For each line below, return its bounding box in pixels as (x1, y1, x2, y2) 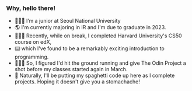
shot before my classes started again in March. (14, 66, 128, 73)
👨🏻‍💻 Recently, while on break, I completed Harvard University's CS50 (14, 32, 182, 39)
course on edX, (14, 38, 52, 45)
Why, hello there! (6, 4, 56, 12)
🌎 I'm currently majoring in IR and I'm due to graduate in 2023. (14, 24, 166, 31)
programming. (14, 54, 49, 61)
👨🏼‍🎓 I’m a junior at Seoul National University (14, 17, 121, 24)
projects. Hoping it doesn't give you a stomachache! (14, 78, 140, 85)
